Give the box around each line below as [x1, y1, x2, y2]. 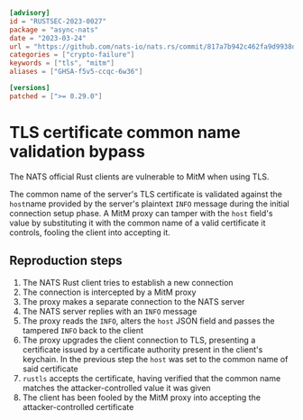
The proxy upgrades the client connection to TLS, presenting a [22, 334, 256, 345]
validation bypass [9, 141, 146, 161]
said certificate [22, 363, 78, 374]
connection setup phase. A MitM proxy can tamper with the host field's [9, 207, 273, 218]
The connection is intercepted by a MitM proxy [22, 287, 197, 297]
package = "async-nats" [9, 25, 99, 34]
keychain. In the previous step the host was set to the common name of [22, 353, 289, 364]
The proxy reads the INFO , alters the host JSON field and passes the [22, 315, 275, 326]
